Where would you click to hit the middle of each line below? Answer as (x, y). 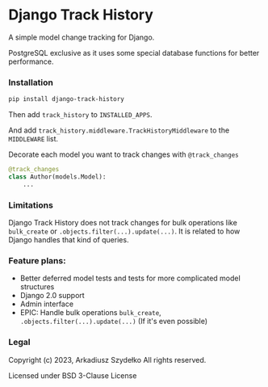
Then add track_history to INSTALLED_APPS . (80, 115)
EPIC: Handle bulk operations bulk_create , (90, 313)
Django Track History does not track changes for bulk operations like (123, 223)
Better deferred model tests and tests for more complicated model (130, 278)
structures (37, 287)
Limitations (31, 205)
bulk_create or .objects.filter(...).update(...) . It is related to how (124, 231)
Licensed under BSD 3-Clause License (73, 375)
